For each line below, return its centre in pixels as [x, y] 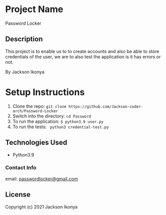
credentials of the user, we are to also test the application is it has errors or [83, 57]
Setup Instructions [45, 92]
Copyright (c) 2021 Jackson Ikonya [42, 207]
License [18, 195]
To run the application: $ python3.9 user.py [58, 121]
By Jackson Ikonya [25, 72]
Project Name [34, 9]
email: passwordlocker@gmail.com [42, 179]
